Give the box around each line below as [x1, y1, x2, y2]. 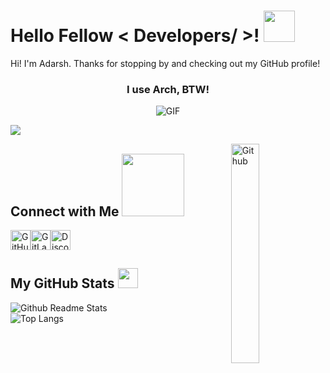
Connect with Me [10, 203, 120, 220]
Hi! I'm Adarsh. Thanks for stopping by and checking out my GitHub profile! [10, 57, 321, 69]
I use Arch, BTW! [126, 82, 210, 96]
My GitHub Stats [10, 275, 115, 292]
